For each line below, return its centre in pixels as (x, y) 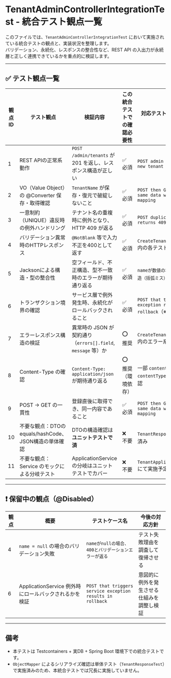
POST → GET (35, 405)
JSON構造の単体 (39, 441)
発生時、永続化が (92, 302)
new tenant (150, 166)
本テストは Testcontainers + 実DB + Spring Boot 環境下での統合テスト (86, 651)
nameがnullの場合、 (107, 543)
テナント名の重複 (92, 212)
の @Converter (37, 195)
